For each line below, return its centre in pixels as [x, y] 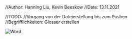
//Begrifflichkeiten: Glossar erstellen [42, 22]
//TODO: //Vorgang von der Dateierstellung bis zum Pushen [66, 17]
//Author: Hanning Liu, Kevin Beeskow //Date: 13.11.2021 [62, 7]
